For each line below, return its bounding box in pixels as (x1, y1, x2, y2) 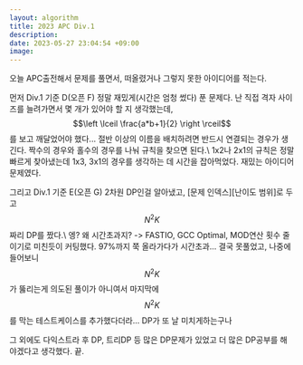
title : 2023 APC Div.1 (9, 22, 95, 31)
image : (9, 47, 34, 56)
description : (9, 30, 59, 39)
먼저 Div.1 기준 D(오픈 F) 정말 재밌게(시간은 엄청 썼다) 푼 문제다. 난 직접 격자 (9, 92, 277, 103)
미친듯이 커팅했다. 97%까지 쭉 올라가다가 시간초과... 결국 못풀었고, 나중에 (33, 241, 291, 252)
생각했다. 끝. (40, 346, 84, 357)
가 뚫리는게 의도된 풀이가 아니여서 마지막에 (9, 283, 160, 294)
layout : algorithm (9, 13, 79, 23)
